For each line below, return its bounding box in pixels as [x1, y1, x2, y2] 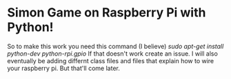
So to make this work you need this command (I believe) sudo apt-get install [7, 42, 224, 50]
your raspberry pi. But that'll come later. [7, 64, 121, 72]
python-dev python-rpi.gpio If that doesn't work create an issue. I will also [7, 49, 219, 58]
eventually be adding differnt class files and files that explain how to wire [7, 56, 214, 65]
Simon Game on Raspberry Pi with [7, 5, 206, 21]
